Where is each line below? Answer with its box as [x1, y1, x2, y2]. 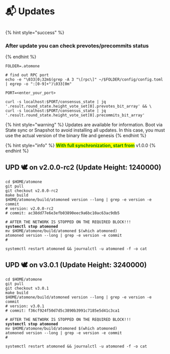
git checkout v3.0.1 [5, 286, 50, 291]
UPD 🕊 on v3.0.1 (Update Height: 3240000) [5, 261, 147, 269]
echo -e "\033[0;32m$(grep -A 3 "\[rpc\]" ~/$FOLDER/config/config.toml [5, 77, 163, 82]
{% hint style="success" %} [5, 29, 65, 35]
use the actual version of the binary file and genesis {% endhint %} [5, 132, 147, 138]
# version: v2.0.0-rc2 [5, 206, 54, 211]
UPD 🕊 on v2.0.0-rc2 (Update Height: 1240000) [5, 163, 162, 172]
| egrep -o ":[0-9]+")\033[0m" [5, 81, 72, 86]
